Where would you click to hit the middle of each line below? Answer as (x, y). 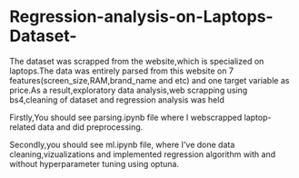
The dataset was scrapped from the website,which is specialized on (137, 61)
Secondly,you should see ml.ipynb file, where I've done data (122, 144)
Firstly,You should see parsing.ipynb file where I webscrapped (126, 117)
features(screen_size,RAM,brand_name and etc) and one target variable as (149, 80)
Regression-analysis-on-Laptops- (142, 17)
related (23, 127)
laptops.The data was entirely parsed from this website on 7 (122, 71)
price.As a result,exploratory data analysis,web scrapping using (129, 90)
